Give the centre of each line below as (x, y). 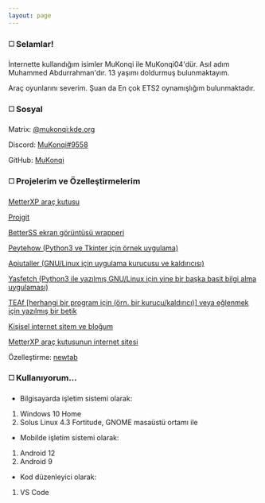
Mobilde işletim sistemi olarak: (69, 437)
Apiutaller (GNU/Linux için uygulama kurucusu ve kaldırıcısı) (106, 263)
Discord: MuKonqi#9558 (49, 145)
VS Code (34, 492)
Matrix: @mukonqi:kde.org (52, 130)
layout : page (30, 15)
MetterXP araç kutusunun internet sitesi (73, 342)
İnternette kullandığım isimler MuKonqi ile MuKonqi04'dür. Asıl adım (119, 64)
